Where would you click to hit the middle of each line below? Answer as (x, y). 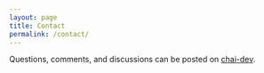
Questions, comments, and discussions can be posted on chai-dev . (132, 60)
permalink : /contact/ (49, 34)
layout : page (33, 17)
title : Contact (37, 26)
